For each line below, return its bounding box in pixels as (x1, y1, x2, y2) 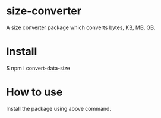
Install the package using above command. (6, 105, 112, 112)
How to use (6, 85, 63, 99)
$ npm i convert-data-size (6, 64, 70, 72)
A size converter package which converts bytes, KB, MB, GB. (6, 24, 156, 31)
